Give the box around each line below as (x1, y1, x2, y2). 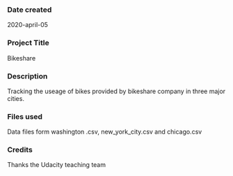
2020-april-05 (7, 21, 49, 29)
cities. (7, 94, 24, 102)
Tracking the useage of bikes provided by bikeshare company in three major (7, 87, 226, 95)
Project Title (7, 38, 50, 48)
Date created (7, 5, 52, 15)
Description (7, 71, 48, 81)
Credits (7, 145, 33, 154)
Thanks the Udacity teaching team (7, 161, 106, 169)
